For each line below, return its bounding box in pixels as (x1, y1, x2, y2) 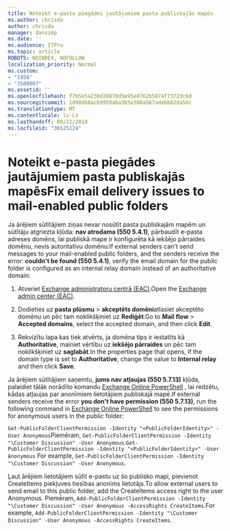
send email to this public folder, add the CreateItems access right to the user (8, 487, 224, 495)
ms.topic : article (8, 49, 60, 55)
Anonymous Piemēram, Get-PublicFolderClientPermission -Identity (23, 431, 212, 439)
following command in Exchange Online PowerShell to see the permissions (8, 405, 218, 413)
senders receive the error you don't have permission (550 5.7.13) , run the (8, 397, 217, 406)
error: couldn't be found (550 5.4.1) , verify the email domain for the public (8, 257, 218, 265)
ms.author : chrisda (8, 16, 64, 23)
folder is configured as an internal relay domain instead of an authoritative (8, 264, 216, 273)
